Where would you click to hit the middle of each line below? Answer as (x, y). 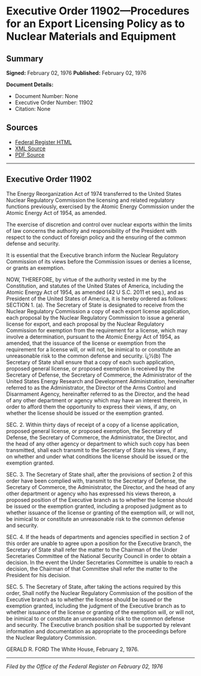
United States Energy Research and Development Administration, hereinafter (100, 381)
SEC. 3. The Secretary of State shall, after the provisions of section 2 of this (99, 474)
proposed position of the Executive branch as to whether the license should (99, 500)
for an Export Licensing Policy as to (96, 24)
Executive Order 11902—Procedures (98, 11)
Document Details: (30, 84)
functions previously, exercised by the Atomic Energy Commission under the (100, 206)
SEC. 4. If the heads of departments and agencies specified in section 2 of (98, 536)
